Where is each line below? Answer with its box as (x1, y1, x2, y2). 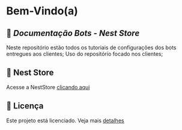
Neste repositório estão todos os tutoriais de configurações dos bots (6, 44, 177, 51)
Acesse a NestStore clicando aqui (6, 83, 90, 90)
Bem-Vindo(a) (6, 4, 78, 18)
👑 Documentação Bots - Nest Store (6, 28, 140, 38)
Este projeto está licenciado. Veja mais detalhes (6, 117, 124, 124)
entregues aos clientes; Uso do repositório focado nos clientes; (6, 50, 163, 58)
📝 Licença (6, 101, 44, 111)
